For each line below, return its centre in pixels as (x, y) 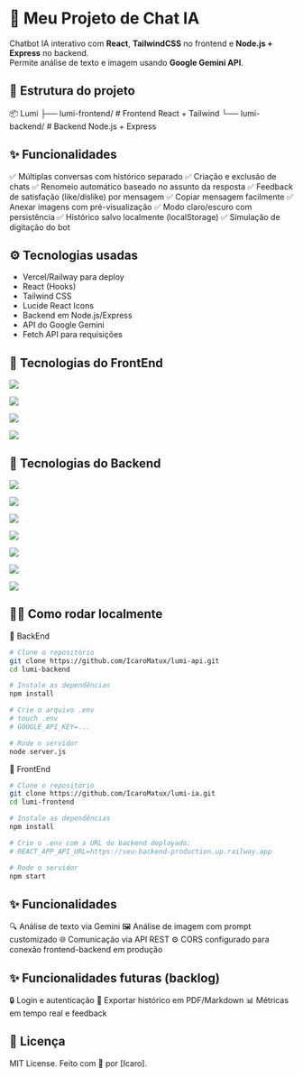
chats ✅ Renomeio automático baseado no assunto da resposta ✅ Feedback (151, 186)
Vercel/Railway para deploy (73, 277)
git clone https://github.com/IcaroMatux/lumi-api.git (115, 661)
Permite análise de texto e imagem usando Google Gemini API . (126, 62)
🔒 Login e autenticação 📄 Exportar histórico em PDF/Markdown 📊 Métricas (149, 1000)
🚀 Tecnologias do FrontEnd (87, 363)
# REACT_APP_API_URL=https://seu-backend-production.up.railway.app (141, 852)
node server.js (38, 751)
